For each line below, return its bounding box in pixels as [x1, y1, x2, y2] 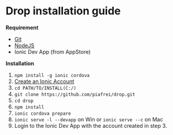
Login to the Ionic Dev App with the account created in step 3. [14, 122, 168, 129]
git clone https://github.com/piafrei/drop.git [14, 91, 135, 97]
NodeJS [14, 42, 35, 49]
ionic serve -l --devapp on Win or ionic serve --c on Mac [14, 115, 163, 123]
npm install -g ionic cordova [14, 72, 90, 78]
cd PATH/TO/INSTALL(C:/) [14, 85, 77, 91]
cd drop [14, 97, 34, 104]
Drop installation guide [5, 4, 121, 18]
